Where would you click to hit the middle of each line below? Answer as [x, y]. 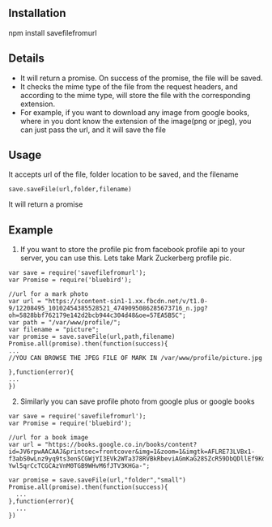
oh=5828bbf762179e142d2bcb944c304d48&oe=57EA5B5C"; [97, 315]
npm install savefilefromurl [53, 32]
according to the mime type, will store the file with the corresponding [135, 95]
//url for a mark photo [49, 294]
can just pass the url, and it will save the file [93, 130]
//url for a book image [49, 438]
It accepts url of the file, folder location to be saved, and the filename [123, 174]
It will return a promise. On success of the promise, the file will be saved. [141, 78]
